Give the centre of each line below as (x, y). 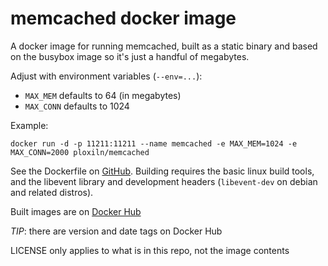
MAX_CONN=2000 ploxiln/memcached (80, 152)
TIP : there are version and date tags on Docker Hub (116, 231)
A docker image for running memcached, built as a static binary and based (164, 46)
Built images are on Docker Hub (76, 211)
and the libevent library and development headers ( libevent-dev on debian (164, 181)
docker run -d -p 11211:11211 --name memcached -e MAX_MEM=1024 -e (154, 143)
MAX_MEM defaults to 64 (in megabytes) (103, 95)
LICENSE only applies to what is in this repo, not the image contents (150, 250)
